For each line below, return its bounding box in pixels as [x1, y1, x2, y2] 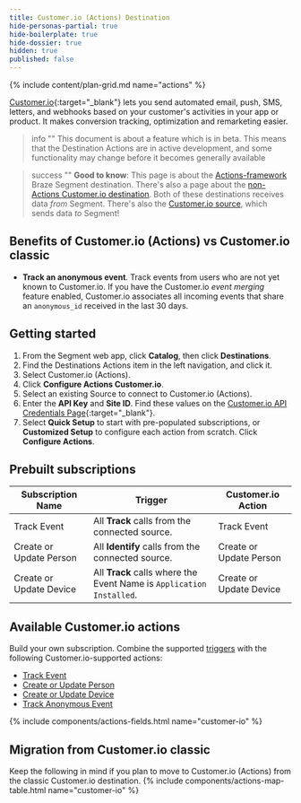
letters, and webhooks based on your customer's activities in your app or [9, 107, 279, 117]
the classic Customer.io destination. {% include [9, 775, 184, 786]
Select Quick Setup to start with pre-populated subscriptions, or [21, 416, 261, 427]
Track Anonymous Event [21, 699, 114, 710]
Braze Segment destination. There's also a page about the [30, 179, 246, 189]
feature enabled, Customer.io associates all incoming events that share [21, 291, 284, 301]
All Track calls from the [93, 515, 191, 528]
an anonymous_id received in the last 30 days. [21, 300, 189, 310]
